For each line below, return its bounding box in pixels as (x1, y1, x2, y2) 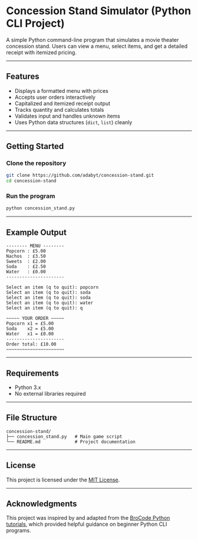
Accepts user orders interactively (14, 93, 96, 101)
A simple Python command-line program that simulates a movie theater (6, 36, 179, 43)
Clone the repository (6, 159, 67, 167)
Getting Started (6, 141, 64, 151)
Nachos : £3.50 (6, 253, 46, 260)
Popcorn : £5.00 (6, 248, 46, 254)
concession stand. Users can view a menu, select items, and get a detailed (6, 43, 188, 50)
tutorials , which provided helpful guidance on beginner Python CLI (6, 520, 167, 528)
